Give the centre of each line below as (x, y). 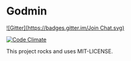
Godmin (27, 11)
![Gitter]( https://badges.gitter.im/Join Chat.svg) (65, 28)
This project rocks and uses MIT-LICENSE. (60, 51)
